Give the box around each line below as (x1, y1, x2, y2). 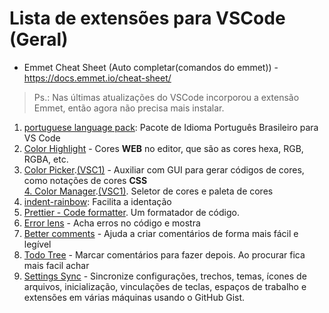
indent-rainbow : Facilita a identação (23, 195, 172, 207)
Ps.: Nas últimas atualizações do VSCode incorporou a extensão (33, 91, 300, 103)
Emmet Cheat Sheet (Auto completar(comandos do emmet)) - (23, 61, 279, 73)
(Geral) (9, 28, 69, 51)
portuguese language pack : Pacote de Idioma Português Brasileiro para (23, 121, 319, 133)
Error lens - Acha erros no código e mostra (23, 217, 201, 229)
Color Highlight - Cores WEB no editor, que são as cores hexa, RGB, (23, 142, 304, 154)
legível (23, 238, 52, 250)
